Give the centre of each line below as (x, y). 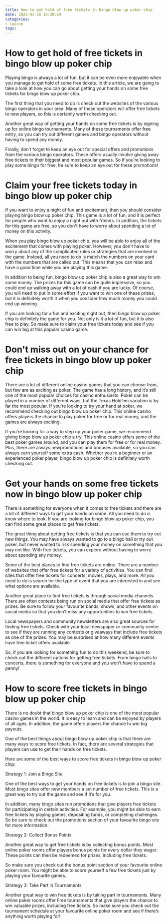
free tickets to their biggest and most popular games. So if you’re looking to (83, 160)
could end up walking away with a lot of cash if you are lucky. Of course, (80, 288)
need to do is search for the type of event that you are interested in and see (83, 580)
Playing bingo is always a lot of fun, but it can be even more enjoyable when (83, 78)
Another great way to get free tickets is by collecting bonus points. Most (79, 844)
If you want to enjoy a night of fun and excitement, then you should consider (83, 210)
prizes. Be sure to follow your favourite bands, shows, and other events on (82, 606)
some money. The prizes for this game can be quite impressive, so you (78, 282)
